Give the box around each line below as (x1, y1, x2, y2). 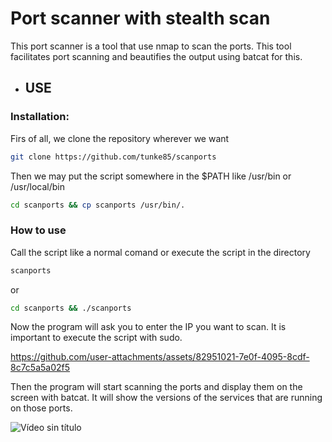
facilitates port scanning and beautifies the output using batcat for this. (10, 50, 303, 62)
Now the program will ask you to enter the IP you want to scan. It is (10, 321, 287, 333)
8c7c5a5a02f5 (10, 362, 71, 374)
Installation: (10, 110, 70, 124)
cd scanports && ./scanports (10, 303, 132, 313)
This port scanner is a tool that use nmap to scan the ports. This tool (10, 40, 292, 52)
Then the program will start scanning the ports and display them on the (10, 381, 303, 393)
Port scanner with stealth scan (10, 7, 271, 30)
